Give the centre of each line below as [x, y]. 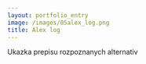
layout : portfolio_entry [48, 15]
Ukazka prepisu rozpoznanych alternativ [73, 52]
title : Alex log [34, 30]
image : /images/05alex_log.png [58, 23]
